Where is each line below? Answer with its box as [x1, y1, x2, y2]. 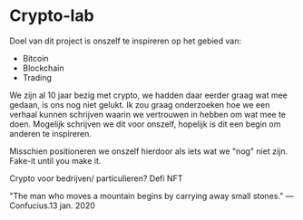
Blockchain [22, 62, 64, 73]
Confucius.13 [9, 200, 58, 211]
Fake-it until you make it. [9, 155, 102, 166]
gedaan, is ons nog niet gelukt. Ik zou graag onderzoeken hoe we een [9, 99, 270, 110]
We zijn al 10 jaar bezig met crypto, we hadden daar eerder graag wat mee [9, 90, 288, 100]
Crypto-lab [9, 5, 94, 26]
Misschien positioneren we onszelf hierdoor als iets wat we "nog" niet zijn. [9, 146, 288, 157]
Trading [22, 72, 52, 82]
